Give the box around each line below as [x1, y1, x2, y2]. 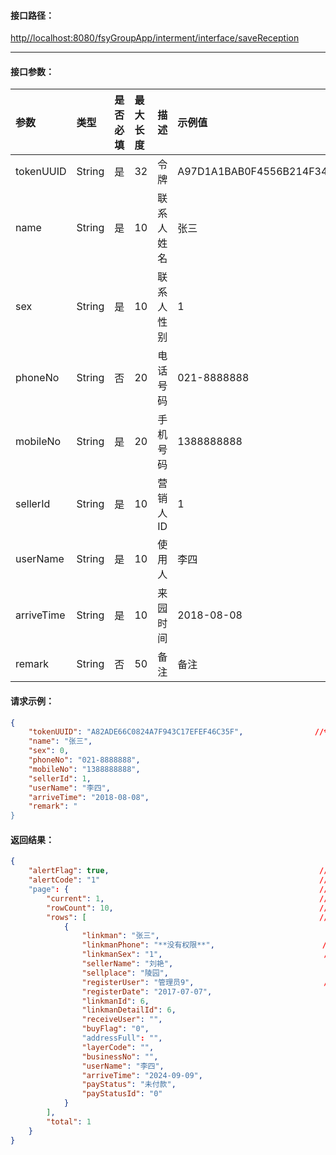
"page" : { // [28, 885, 329, 895]
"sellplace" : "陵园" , [81, 968, 169, 978]
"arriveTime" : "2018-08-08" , [28, 792, 150, 802]
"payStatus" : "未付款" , [81, 1080, 177, 1090]
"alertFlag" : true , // [28, 866, 329, 876]
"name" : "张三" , [28, 736, 93, 747]
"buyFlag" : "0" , [81, 1024, 150, 1034]
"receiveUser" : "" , [81, 1015, 163, 1025]
